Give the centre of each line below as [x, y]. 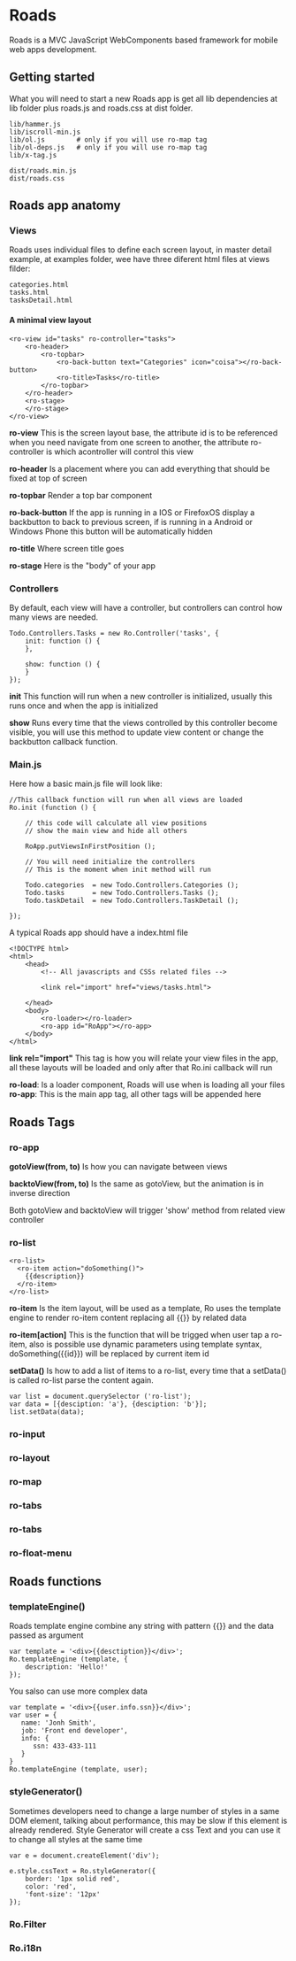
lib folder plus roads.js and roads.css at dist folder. [101, 108]
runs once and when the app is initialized [84, 706]
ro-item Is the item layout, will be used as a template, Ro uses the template [145, 1309]
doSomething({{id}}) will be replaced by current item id [109, 1354]
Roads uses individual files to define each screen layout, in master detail [140, 250]
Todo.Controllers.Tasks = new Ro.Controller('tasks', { [114, 633]
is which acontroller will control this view [120, 452]
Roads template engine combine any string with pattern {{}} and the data [141, 1626]
